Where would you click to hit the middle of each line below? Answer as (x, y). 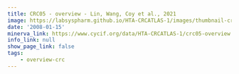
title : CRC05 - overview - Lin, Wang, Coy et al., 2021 (92, 14)
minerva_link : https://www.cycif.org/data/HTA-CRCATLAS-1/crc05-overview (119, 33)
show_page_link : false (41, 47)
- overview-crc (43, 60)
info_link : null (31, 40)
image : (17, 20)
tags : (15, 54)
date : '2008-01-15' (36, 27)
